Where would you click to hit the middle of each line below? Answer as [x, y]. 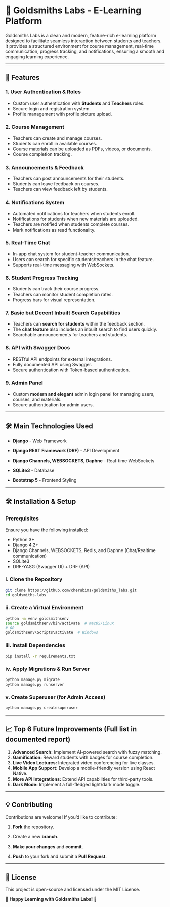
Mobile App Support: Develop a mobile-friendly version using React [84, 768]
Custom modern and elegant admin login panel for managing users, [83, 394]
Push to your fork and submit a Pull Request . [60, 856]
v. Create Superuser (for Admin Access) [55, 697]
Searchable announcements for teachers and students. [70, 335]
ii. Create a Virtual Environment [45, 608]
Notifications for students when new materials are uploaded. [76, 219]
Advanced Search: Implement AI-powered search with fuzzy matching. [87, 752]
